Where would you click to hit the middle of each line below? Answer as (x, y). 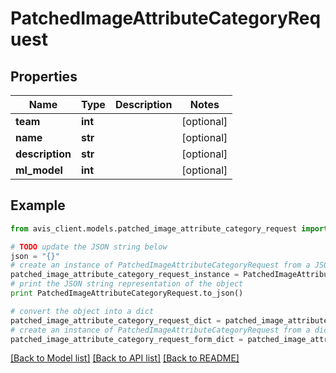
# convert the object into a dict (82, 311)
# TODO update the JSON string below (89, 247)
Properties (44, 76)
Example (38, 205)
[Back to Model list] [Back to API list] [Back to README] (125, 358)
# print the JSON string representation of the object (127, 284)
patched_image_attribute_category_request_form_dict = (127, 339)
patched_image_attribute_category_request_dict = (116, 320)
